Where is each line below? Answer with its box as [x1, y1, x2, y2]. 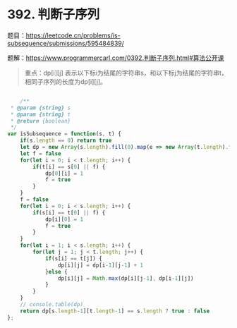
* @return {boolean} [10, 117, 71, 124]
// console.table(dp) [20, 301, 83, 308]
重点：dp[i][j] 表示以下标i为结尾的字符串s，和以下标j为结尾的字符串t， [24, 68, 228, 77]
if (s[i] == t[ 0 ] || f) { [32, 209, 106, 216]
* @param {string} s [10, 104, 71, 111]
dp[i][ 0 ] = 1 [44, 216, 83, 223]
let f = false [20, 150, 61, 157]
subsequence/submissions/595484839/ [7, 39, 125, 47]
